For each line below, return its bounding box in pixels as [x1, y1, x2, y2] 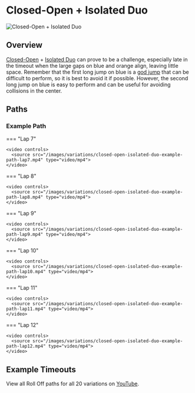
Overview [6, 40, 43, 50]
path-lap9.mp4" [6, 231, 44, 238]
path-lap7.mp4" [6, 157, 44, 163]
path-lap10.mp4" [6, 269, 46, 275]
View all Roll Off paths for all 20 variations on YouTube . [6, 380, 140, 387]
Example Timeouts [6, 364, 77, 375]
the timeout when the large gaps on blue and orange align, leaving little [6, 62, 179, 69]
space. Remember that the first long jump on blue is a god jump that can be [6, 68, 190, 76]
